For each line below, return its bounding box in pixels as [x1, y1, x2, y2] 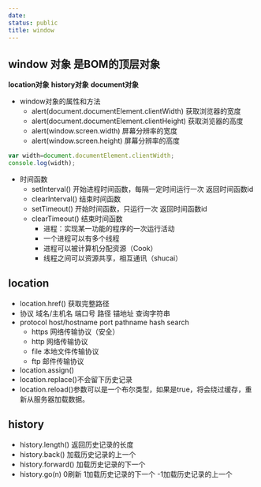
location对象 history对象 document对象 [8, 80, 140, 89]
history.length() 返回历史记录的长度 [19, 440, 134, 449]
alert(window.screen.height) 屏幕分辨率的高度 [31, 136, 180, 146]
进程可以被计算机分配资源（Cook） [43, 243, 158, 253]
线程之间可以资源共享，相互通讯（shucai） [43, 253, 183, 263]
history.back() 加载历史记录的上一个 [19, 449, 136, 459]
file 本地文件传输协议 [31, 347, 99, 356]
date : [8, 11, 26, 20]
